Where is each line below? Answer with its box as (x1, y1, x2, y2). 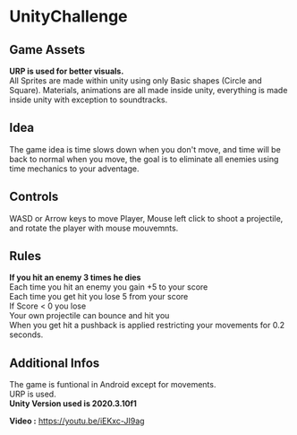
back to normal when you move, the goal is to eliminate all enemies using (9, 153, 279, 164)
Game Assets (9, 42, 86, 57)
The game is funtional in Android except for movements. (9, 379, 216, 390)
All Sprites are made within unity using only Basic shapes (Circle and (9, 75, 262, 86)
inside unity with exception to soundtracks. (9, 94, 168, 105)
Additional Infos (9, 355, 100, 370)
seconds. (9, 329, 44, 340)
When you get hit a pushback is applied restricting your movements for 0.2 (9, 320, 285, 331)
